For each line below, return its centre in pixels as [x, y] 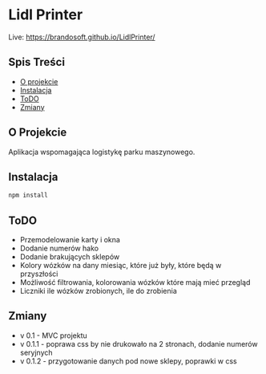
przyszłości [39, 274]
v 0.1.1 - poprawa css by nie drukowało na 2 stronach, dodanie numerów [139, 344]
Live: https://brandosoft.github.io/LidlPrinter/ [82, 37]
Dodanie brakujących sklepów [70, 257]
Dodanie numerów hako [59, 248]
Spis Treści [37, 62]
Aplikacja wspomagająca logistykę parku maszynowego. [102, 152]
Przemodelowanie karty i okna [70, 240]
